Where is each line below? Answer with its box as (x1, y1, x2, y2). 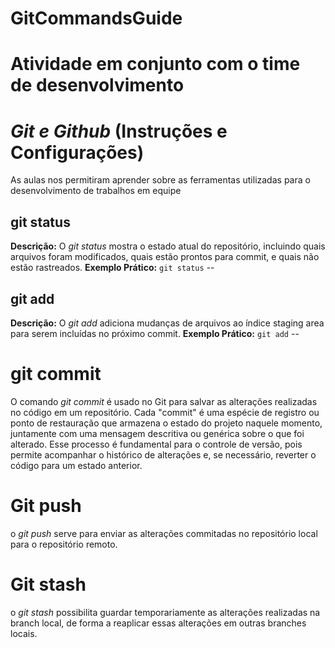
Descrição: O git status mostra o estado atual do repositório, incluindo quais (10, 240, 326, 252)
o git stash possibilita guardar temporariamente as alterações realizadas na (10, 606, 321, 618)
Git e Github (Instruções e (10, 120, 228, 142)
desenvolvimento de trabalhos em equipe (10, 185, 182, 197)
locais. (10, 627, 38, 639)
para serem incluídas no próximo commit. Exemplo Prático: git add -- (10, 327, 300, 339)
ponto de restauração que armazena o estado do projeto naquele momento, (10, 417, 323, 429)
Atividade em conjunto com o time (10, 53, 301, 76)
